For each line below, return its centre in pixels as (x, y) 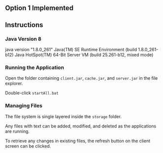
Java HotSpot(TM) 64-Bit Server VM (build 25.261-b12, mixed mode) (84, 55)
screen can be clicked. (28, 146)
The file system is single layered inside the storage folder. (63, 116)
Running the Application (35, 67)
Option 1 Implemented (39, 8)
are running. (17, 131)
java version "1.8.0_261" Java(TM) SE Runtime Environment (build (71, 50)
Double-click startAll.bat (32, 93)
